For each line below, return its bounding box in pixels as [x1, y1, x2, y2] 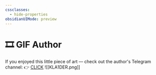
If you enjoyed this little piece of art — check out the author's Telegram [5, 59, 151, 65]
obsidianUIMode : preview [5, 16, 57, 21]
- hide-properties [9, 12, 48, 17]
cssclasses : [5, 7, 30, 12]
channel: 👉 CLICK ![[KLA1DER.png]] [5, 64, 81, 70]
